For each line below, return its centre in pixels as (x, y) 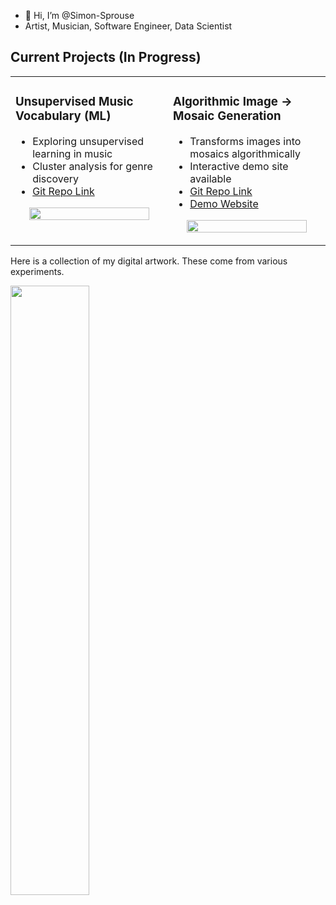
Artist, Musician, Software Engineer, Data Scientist (128, 26)
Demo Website (224, 203)
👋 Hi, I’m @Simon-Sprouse (79, 15)
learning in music (72, 153)
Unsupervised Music (74, 102)
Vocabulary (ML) (63, 116)
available (210, 178)
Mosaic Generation (227, 116)
